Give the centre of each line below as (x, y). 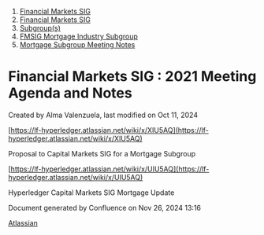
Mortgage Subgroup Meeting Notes (77, 45)
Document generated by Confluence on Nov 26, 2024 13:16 (105, 207)
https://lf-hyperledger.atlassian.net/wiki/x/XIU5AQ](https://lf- (110, 130)
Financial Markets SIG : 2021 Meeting (132, 77)
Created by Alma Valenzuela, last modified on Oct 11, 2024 (103, 115)
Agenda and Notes (70, 93)
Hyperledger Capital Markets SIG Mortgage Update (91, 193)
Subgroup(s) (40, 28)
